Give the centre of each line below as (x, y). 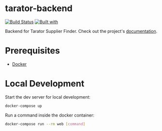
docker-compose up (23, 106)
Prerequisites (33, 51)
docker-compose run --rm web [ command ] (45, 124)
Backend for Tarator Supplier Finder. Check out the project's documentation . (81, 31)
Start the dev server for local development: (48, 97)
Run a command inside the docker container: (50, 115)
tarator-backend (39, 8)
